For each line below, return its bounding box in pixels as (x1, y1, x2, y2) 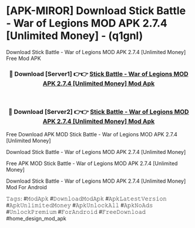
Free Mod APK (6, 55, 41, 62)
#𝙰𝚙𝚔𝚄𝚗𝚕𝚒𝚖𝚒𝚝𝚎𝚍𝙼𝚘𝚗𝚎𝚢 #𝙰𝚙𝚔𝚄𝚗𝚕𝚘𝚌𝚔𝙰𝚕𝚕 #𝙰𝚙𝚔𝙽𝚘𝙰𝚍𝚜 (6, 202, 153, 209)
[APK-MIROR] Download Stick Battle (6, 4, 186, 18)
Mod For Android (6, 183, 47, 190)
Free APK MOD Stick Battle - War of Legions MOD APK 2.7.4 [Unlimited (6, 160, 178, 167)
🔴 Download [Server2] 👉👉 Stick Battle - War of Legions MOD (8, 108, 189, 116)
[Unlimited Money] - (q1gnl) (6, 29, 143, 42)
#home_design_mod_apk (6, 214, 66, 222)
